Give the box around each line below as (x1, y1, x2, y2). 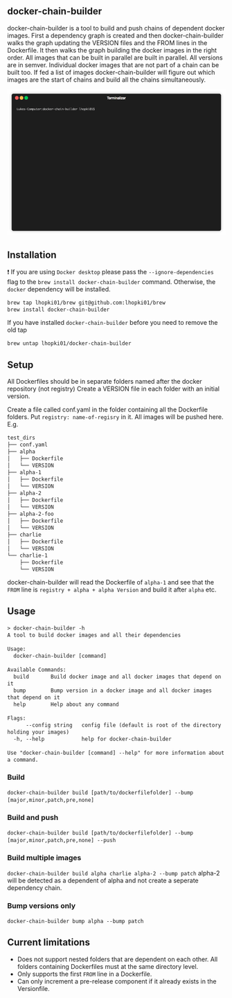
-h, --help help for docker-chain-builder (13, 736, 172, 742)
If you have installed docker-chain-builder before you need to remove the (7, 319, 218, 327)
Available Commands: (7, 666, 67, 673)
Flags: (7, 715, 26, 722)
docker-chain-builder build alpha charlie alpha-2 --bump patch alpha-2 (7, 868, 220, 877)
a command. (7, 756, 39, 763)
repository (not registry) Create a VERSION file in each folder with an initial (7, 384, 220, 393)
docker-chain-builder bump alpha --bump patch (7, 918, 144, 925)
